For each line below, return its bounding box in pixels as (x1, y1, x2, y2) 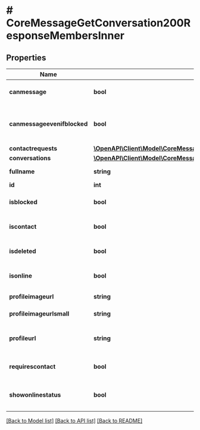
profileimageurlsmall (9, 310, 70, 317)
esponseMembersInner (6, 29, 125, 42)
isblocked (9, 198, 37, 206)
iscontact (9, 223, 37, 230)
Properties (6, 52, 46, 63)
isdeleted (9, 247, 37, 255)
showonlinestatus (9, 391, 61, 399)
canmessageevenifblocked (9, 120, 88, 128)
